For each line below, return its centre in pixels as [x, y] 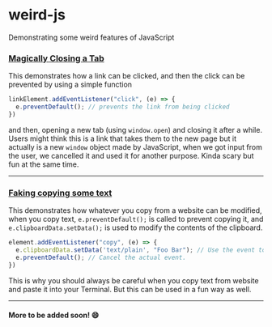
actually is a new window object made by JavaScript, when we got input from [136, 147]
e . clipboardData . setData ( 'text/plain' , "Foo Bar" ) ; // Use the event [135, 250]
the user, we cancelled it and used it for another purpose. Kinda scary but [131, 155]
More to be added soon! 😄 [54, 315]
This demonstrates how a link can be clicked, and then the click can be [127, 76]
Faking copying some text [60, 193]
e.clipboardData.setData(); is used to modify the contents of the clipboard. [136, 227]
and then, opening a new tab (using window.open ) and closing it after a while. [136, 130]
